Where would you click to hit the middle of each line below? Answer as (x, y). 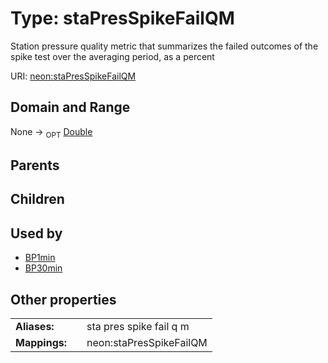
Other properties (63, 299)
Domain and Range (70, 107)
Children (37, 199)
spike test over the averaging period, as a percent (112, 56)
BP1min (40, 258)
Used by (36, 233)
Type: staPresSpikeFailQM (122, 18)
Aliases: (35, 326)
